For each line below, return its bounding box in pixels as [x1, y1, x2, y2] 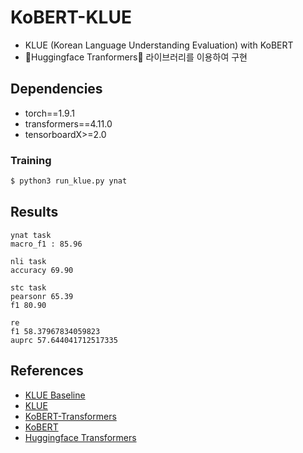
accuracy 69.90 [10, 265, 74, 275]
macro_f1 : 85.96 [10, 239, 83, 249]
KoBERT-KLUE [10, 6, 132, 29]
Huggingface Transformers [24, 431, 137, 443]
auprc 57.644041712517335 [10, 335, 118, 345]
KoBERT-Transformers [24, 410, 117, 422]
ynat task [10, 230, 52, 240]
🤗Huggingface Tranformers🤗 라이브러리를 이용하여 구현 [24, 51, 248, 63]
